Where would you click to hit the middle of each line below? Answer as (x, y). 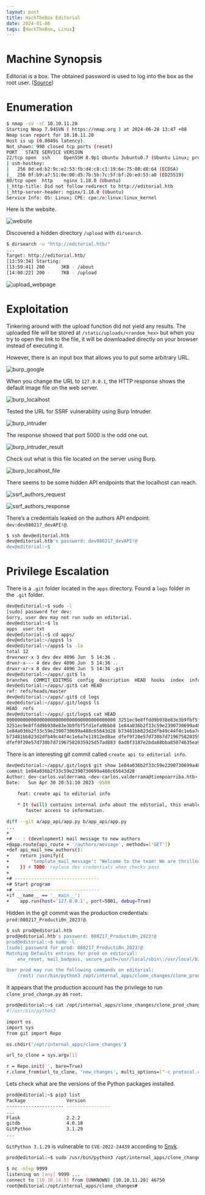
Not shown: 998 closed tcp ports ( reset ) (60, 146)
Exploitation (38, 309)
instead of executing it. (35, 346)
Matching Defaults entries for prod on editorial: (72, 953)
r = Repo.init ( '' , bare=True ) (45, 1067)
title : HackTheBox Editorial (43, 18)
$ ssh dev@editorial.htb (38, 536)
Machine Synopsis (54, 59)
